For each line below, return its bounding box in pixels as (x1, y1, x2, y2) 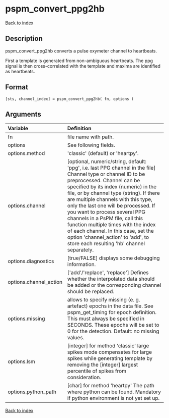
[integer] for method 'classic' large (67, 342, 149, 349)
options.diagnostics (8, 258, 54, 265)
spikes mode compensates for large (67, 349, 152, 356)
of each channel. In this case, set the (67, 228, 154, 235)
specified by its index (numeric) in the (67, 183, 157, 190)
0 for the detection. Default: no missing (67, 328, 159, 335)
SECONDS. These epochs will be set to (67, 322, 159, 329)
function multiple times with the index (67, 221, 156, 228)
